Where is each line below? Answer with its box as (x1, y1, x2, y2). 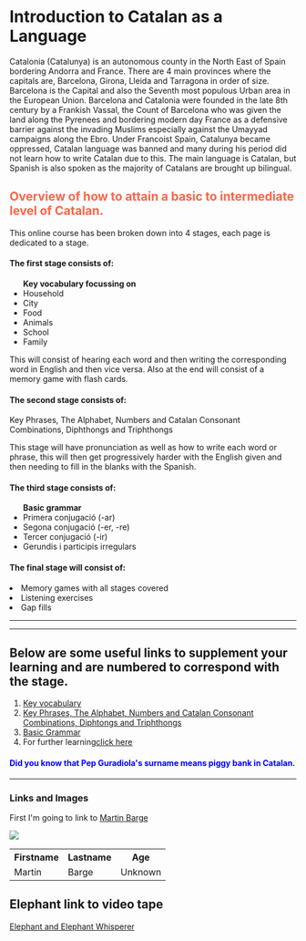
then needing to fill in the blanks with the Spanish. (9, 461, 197, 472)
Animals (22, 316, 54, 327)
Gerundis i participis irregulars (22, 541, 137, 553)
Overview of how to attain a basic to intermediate (9, 189, 294, 204)
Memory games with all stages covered (21, 582, 168, 594)
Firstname (14, 851, 59, 863)
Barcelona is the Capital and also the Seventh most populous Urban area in (9, 85, 291, 96)
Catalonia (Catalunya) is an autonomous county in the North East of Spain (9, 56, 286, 67)
